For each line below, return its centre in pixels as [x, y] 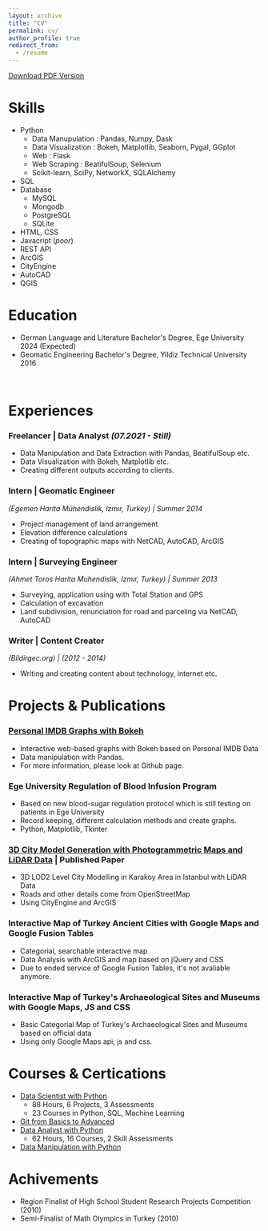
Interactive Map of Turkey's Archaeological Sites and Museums [134, 997]
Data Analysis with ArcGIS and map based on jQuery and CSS [122, 959]
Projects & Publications [87, 706]
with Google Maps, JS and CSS [69, 1007]
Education [43, 316]
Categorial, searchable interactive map [84, 951]
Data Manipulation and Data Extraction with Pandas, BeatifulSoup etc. [135, 454]
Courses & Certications [87, 1074]
